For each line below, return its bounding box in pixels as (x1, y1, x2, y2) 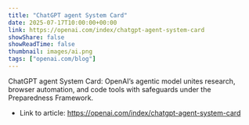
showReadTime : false (8, 41, 76, 48)
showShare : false (8, 33, 65, 41)
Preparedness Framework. (8, 93, 94, 102)
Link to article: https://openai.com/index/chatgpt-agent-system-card (19, 108, 241, 117)
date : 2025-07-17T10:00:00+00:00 (8, 19, 117, 27)
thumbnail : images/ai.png (8, 48, 92, 55)
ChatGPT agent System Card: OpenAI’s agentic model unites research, (8, 76, 236, 86)
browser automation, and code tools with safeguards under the (8, 84, 211, 94)
